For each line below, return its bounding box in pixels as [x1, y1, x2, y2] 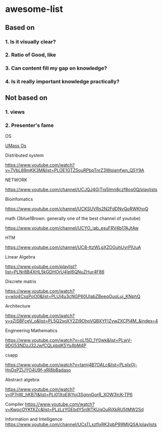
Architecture [5, 303, 31, 309]
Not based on [5, 93, 48, 102]
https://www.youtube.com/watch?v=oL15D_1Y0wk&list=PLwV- [5, 337, 133, 343]
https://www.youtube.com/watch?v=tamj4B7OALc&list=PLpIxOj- [5, 361, 138, 367]
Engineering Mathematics [5, 327, 58, 334]
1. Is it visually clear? [5, 38, 56, 45]
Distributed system [5, 152, 44, 158]
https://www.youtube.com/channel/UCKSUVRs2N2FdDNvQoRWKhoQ [5, 205, 149, 212]
